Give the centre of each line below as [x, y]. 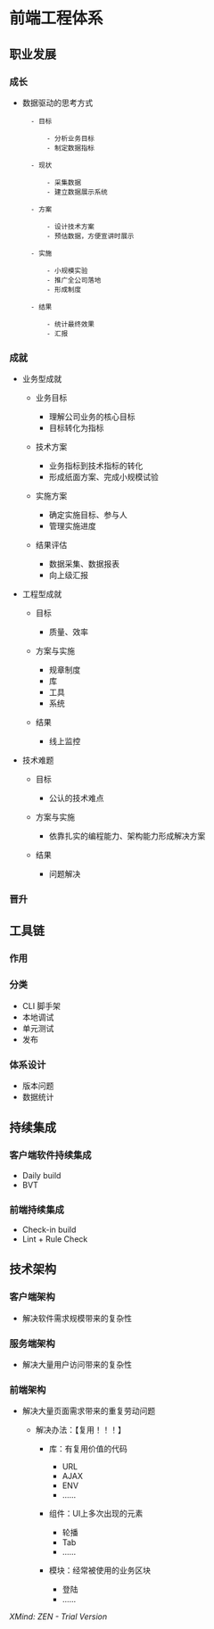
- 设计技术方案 [70, 227]
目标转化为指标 [76, 428]
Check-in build [49, 1229]
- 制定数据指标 [70, 148]
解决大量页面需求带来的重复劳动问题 [89, 1411]
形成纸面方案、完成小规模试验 [103, 477]
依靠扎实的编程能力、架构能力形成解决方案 [127, 836]
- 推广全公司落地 [74, 280]
